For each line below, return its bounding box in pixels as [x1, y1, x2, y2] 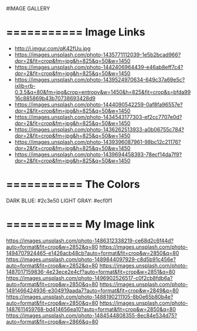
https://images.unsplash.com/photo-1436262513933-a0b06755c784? [14, 126, 185, 133]
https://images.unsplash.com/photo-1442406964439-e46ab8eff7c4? [14, 63, 184, 70]
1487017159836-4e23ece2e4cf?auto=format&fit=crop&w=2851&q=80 [6, 268, 176, 275]
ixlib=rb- [14, 82, 36, 89]
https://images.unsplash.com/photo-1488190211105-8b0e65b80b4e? [6, 293, 174, 300]
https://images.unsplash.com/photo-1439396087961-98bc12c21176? [14, 138, 181, 146]
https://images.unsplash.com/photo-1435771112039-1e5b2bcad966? [14, 51, 181, 58]
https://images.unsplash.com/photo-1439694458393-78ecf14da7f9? [14, 151, 182, 158]
